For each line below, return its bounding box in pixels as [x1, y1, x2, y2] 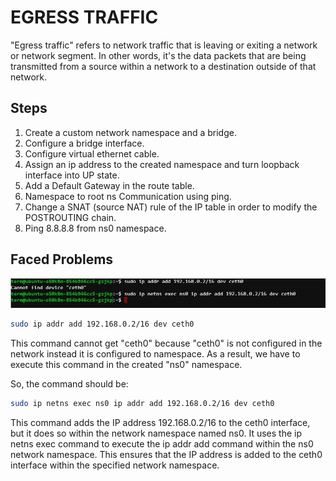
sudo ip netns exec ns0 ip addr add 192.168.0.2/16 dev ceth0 [10, 399, 275, 409]
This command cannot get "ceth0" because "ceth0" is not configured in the [10, 337, 323, 350]
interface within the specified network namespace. [10, 459, 220, 471]
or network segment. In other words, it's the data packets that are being [10, 49, 307, 61]
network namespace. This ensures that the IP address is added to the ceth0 [10, 449, 323, 461]
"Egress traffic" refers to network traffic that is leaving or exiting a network [10, 39, 318, 51]
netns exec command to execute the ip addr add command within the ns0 [10, 438, 314, 450]
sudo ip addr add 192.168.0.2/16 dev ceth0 [10, 319, 195, 330]
